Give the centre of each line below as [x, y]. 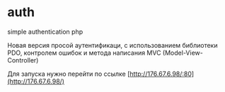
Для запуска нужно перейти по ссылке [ [69, 74]
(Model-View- [183, 53]
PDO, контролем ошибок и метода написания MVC [84, 53]
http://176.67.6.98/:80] [162, 74]
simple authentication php [45, 32]
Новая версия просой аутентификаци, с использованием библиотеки [112, 45]
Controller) [23, 60]
